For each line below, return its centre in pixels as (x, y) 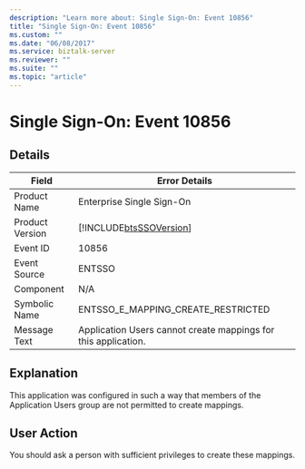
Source (30, 274)
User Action (44, 433)
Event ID (32, 248)
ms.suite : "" (34, 69)
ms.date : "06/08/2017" (52, 43)
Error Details (185, 181)
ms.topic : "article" (49, 77)
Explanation (44, 373)
